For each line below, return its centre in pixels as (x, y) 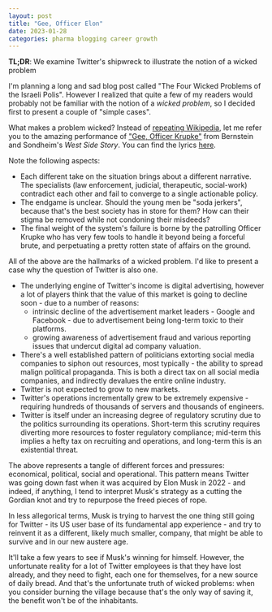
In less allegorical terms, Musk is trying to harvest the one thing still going (132, 516)
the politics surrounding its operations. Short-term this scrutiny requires (140, 424)
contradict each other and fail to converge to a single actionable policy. (139, 194)
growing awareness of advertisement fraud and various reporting (142, 337)
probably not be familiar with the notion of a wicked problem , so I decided (132, 103)
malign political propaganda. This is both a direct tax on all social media (140, 372)
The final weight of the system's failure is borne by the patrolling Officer (140, 228)
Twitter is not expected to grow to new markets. (100, 389)
